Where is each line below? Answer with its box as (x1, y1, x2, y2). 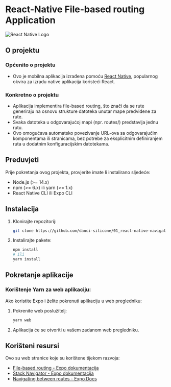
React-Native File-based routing (5, 4, 145, 15)
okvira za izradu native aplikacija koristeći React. (12, 78, 115, 85)
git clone (12, 228, 34, 233)
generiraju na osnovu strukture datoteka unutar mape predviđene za (12, 108, 157, 114)
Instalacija (5, 205, 39, 213)
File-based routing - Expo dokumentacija (12, 365, 99, 371)
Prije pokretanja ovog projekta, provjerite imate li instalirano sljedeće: (5, 169, 151, 175)
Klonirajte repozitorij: (12, 218, 57, 224)
